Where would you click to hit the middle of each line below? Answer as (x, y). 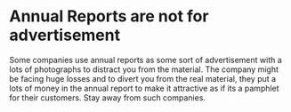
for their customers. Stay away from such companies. (108, 97)
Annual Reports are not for (109, 16)
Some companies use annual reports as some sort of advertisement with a (145, 60)
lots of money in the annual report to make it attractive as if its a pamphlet (144, 88)
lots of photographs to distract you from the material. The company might (144, 69)
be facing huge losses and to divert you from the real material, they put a (143, 78)
